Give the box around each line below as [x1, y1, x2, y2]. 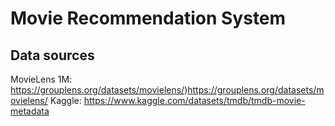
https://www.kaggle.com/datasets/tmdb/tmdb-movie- [83, 95, 306, 106]
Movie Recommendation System [10, 7, 287, 30]
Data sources [10, 47, 95, 64]
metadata [10, 105, 50, 117]
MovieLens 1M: [10, 73, 73, 85]
